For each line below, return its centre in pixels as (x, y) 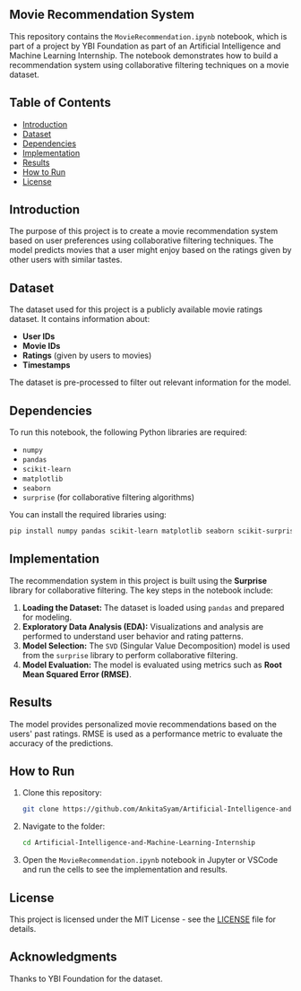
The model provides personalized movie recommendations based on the (143, 724)
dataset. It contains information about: (80, 319)
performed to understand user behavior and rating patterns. (133, 636)
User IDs (39, 336)
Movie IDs (41, 346)
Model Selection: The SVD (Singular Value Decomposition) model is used (156, 646)
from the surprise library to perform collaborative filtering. (130, 655)
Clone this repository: (62, 793)
